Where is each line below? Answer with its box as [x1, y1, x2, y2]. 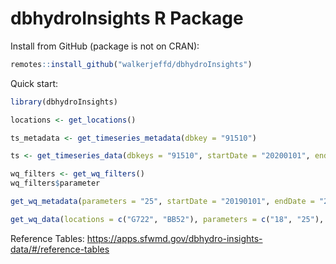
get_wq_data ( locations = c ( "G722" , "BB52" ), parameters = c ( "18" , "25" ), [10, 214, 325, 224]
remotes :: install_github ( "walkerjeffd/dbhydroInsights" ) [10, 59, 253, 69]
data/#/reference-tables [10, 243, 110, 255]
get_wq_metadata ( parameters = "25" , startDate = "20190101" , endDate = [10, 197, 315, 207]
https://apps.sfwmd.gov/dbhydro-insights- [86, 232, 263, 244]
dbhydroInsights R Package [10, 7, 244, 30]
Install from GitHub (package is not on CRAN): [10, 40, 200, 52]
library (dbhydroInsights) [10, 97, 118, 107]
